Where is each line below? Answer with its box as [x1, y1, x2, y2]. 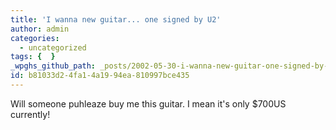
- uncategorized [19, 42, 87, 53]
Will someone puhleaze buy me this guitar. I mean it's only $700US [10, 97, 287, 110]
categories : [10, 33, 60, 43]
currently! [10, 108, 51, 120]
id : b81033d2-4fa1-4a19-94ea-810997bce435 [10, 71, 190, 81]
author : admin [10, 24, 70, 34]
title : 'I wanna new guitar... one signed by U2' [10, 14, 222, 25]
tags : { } [10, 52, 56, 62]
